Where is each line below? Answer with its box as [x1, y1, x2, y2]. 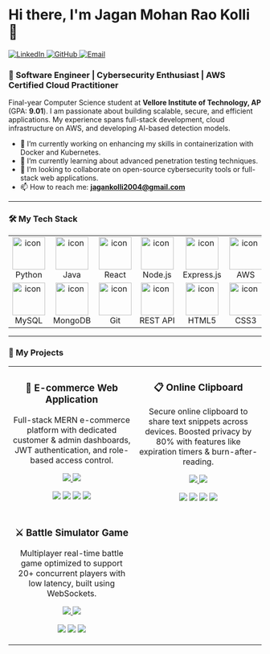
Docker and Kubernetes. [19, 147, 101, 158]
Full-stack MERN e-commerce [13, 414, 131, 426]
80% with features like [155, 436, 241, 447]
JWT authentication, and [14, 444, 108, 455]
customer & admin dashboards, [13, 434, 131, 446]
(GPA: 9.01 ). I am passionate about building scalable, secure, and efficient [8, 106, 253, 116]
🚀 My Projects [8, 348, 64, 359]
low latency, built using [28, 578, 115, 589]
